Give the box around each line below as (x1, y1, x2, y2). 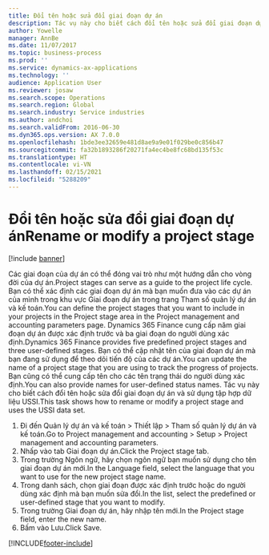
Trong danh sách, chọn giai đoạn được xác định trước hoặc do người (19, 480, 246, 489)
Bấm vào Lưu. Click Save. (19, 522, 102, 533)
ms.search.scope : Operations (8, 94, 106, 102)
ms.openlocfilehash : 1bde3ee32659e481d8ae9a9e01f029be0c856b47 (8, 138, 224, 147)
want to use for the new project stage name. (19, 472, 167, 481)
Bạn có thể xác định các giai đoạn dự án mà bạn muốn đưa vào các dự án (8, 286, 251, 296)
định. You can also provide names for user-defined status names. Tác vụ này (8, 380, 260, 389)
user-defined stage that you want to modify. (19, 497, 166, 507)
